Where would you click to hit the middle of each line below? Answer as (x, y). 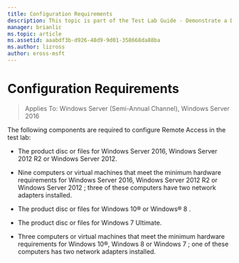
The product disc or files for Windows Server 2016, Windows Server (117, 151)
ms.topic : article (34, 34)
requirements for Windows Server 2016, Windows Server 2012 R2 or (118, 180)
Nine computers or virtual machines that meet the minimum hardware (119, 172)
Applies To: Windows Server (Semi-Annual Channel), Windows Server (127, 108)
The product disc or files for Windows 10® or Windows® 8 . (104, 209)
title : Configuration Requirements (60, 14)
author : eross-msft (36, 54)
